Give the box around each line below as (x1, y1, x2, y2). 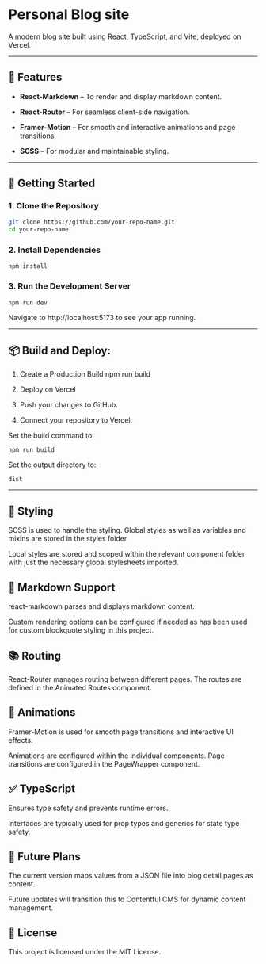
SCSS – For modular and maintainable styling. (19, 146, 169, 155)
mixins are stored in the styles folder (8, 534, 127, 544)
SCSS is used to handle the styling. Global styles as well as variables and (8, 526, 247, 535)
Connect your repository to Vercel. (19, 415, 133, 425)
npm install (8, 262, 47, 270)
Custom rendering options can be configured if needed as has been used (8, 617, 248, 627)
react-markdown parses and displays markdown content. (8, 602, 196, 611)
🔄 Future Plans (8, 850, 82, 863)
